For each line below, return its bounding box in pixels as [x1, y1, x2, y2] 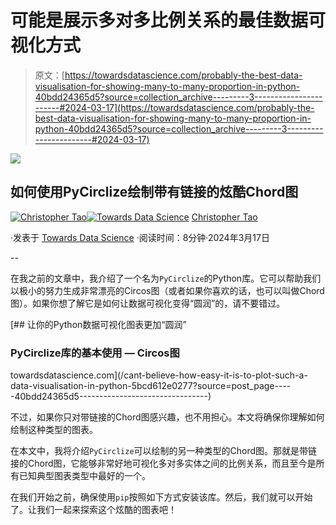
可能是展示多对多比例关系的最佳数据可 [10, 9, 327, 32]
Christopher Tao [191, 211, 258, 223]
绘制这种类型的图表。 [10, 424, 98, 436]
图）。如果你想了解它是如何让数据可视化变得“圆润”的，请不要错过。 [10, 297, 286, 309]
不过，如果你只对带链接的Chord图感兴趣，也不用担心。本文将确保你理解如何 [10, 411, 325, 423]
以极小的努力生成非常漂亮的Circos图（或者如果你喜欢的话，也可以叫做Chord [10, 284, 325, 296]
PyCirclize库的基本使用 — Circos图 [10, 346, 180, 360]
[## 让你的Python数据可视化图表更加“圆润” [10, 318, 187, 330]
